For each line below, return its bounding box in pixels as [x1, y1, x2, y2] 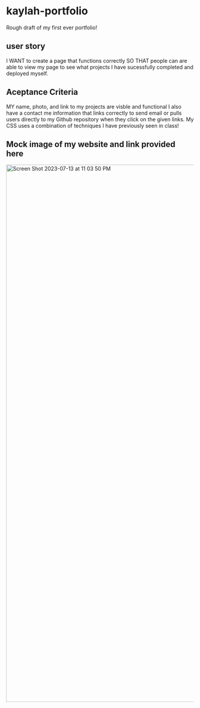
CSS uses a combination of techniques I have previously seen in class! [6, 122, 179, 129]
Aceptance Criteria [6, 87, 79, 97]
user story [6, 41, 46, 51]
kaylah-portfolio [6, 4, 88, 18]
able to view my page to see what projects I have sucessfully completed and [6, 63, 193, 70]
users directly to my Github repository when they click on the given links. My [6, 115, 194, 123]
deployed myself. [6, 70, 49, 77]
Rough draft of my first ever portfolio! [6, 24, 98, 31]
